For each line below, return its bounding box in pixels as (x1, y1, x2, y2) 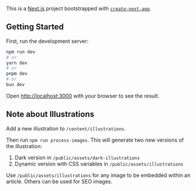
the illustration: (6, 142, 42, 149)
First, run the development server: (6, 38, 89, 45)
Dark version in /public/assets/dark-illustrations (14, 154, 140, 161)
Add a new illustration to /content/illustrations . (6, 125, 126, 132)
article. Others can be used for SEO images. (6, 177, 113, 185)
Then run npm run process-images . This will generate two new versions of (6, 136, 184, 143)
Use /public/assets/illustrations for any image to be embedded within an (6, 172, 191, 179)
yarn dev (6, 60, 28, 66)
